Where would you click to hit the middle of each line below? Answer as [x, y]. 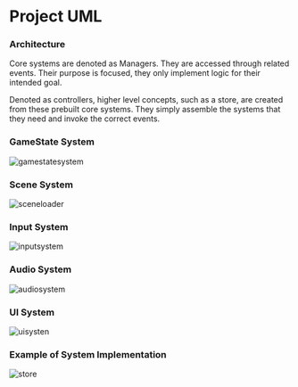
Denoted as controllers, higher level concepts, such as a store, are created [146, 100]
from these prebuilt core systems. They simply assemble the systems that [145, 110]
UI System [32, 312]
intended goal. [36, 83]
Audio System [41, 269]
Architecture [37, 45]
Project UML [56, 16]
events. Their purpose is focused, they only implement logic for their [135, 73]
